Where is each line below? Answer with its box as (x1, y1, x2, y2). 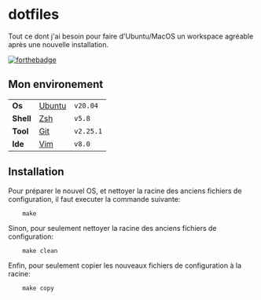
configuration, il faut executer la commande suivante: (8, 194, 181, 203)
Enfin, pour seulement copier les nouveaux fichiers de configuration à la (8, 261, 242, 270)
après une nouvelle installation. (8, 39, 109, 49)
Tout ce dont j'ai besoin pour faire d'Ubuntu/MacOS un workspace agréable (8, 31, 254, 41)
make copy (22, 284, 55, 292)
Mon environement (8, 78, 104, 91)
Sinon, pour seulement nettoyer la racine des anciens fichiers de (8, 223, 218, 232)
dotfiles (8, 5, 60, 24)
